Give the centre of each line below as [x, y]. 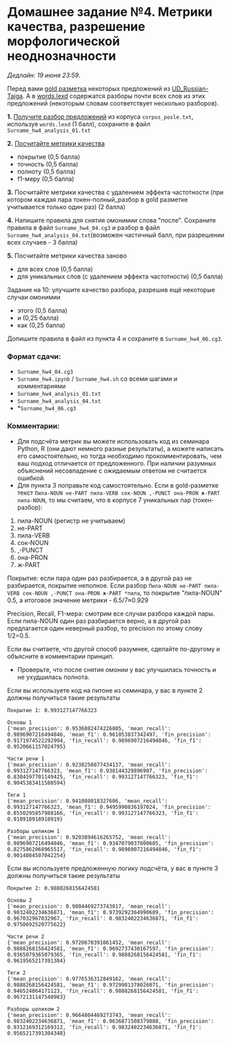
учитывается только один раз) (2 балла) [67, 207]
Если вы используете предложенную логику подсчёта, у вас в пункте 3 [113, 868]
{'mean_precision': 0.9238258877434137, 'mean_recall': [89, 765]
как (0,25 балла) [41, 325]
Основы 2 [20, 900]
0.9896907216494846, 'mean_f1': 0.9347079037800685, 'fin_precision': [111, 843]
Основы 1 [20, 723]
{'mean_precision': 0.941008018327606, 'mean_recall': [88, 801]
